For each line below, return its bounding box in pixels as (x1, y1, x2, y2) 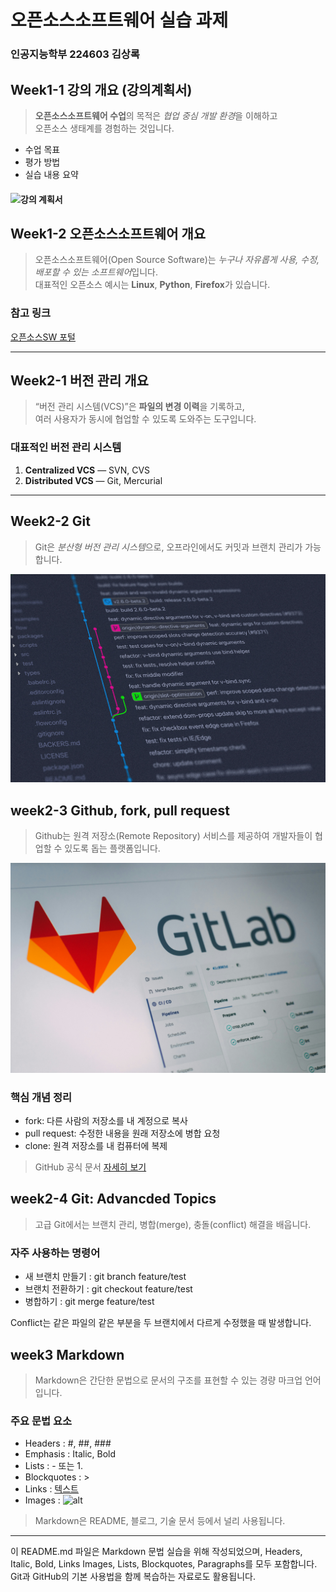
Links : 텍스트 (24, 1483, 79, 1495)
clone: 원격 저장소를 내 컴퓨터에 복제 (24, 1140, 168, 1152)
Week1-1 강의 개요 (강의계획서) (10, 81, 193, 98)
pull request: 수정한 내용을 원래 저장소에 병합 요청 (24, 1127, 221, 1140)
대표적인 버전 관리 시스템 (10, 441, 122, 455)
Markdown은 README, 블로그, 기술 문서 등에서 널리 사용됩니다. (34, 1515, 286, 1527)
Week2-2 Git (10, 513, 91, 530)
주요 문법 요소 (10, 1414, 73, 1428)
